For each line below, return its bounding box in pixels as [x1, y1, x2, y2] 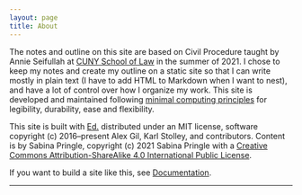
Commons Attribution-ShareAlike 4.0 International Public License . [9, 149, 253, 160]
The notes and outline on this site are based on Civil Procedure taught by [9, 46, 280, 57]
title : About [9, 22, 58, 31]
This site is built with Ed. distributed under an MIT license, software [9, 120, 259, 131]
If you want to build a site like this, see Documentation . [9, 167, 212, 178]
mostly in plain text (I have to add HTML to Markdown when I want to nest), [9, 75, 288, 85]
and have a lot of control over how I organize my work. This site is [9, 84, 253, 95]
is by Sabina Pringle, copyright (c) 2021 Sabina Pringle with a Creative [9, 140, 268, 151]
